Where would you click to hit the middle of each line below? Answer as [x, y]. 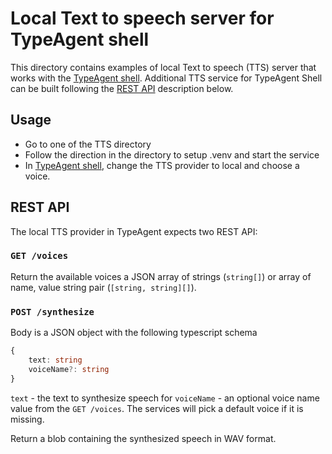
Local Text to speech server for [142, 18]
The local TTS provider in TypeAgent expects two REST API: [134, 231]
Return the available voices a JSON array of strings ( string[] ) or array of [161, 276]
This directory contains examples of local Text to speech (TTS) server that [163, 67]
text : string [55, 360]
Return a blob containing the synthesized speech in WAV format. [143, 438]
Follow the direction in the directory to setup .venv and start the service [172, 154]
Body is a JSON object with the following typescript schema [134, 333]
